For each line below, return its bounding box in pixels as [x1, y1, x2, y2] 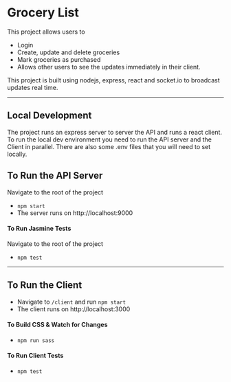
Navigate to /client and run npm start [16, 297, 126, 306]
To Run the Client [7, 280, 82, 291]
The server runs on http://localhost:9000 [16, 208, 133, 217]
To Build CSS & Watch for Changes [7, 321, 108, 329]
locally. [7, 150, 27, 158]
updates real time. [7, 83, 58, 91]
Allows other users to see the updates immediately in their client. [16, 63, 201, 71]
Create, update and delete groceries [16, 48, 120, 56]
